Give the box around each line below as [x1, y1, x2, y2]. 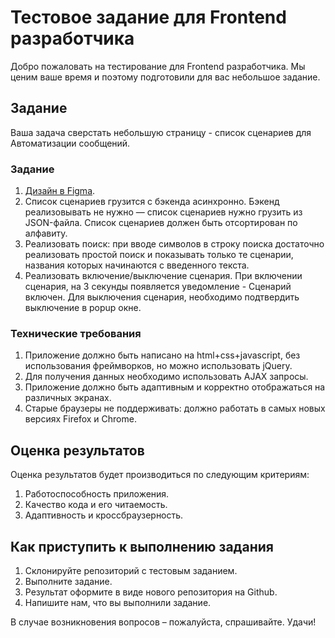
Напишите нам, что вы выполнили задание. [24, 596, 212, 608]
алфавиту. [24, 227, 68, 240]
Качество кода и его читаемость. [24, 499, 168, 511]
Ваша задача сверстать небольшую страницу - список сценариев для [10, 126, 312, 138]
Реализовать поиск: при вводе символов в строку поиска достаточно [24, 238, 325, 250]
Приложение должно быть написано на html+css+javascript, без [24, 349, 301, 361]
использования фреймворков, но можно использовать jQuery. [24, 360, 293, 372]
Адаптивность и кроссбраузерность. [24, 509, 184, 521]
